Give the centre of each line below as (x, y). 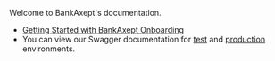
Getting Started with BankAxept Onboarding (103, 30)
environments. (49, 49)
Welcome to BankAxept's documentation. (86, 13)
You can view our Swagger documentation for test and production (144, 39)
